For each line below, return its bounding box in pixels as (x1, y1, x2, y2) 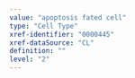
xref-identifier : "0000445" (9, 30, 115, 39)
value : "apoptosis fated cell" (9, 13, 127, 22)
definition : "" (9, 47, 67, 56)
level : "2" (9, 55, 50, 64)
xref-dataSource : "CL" (9, 38, 94, 48)
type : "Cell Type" (9, 22, 78, 30)
